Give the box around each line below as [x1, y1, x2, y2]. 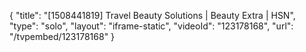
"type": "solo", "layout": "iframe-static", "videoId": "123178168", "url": [9, 20, 294, 32]
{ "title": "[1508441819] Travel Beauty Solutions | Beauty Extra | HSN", [9, 10, 296, 21]
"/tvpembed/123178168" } [9, 31, 116, 42]
